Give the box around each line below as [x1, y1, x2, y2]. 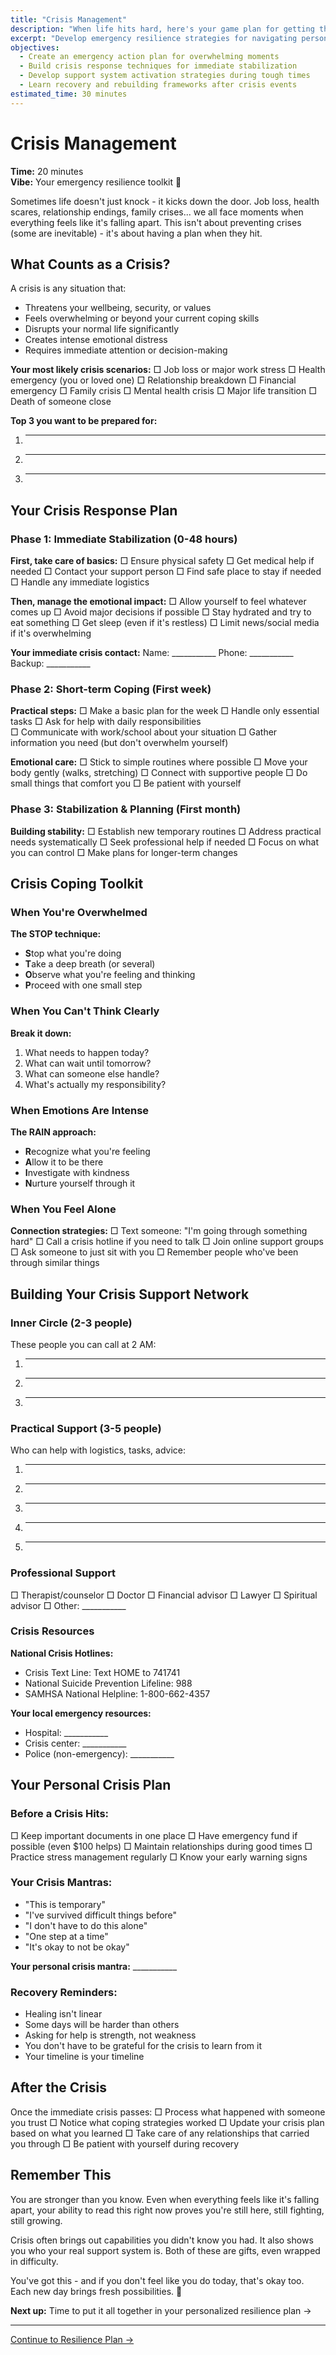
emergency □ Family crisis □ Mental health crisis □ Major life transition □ [10, 385, 317, 397]
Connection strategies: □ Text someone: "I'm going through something [10, 1225, 308, 1237]
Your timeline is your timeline [24, 2051, 145, 2063]
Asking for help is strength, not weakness [24, 2029, 197, 2041]
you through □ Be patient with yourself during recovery [10, 2137, 240, 2150]
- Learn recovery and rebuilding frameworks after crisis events [19, 80, 298, 90]
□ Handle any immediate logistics [10, 576, 150, 588]
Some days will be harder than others [24, 2019, 180, 2031]
